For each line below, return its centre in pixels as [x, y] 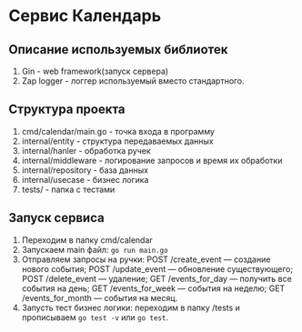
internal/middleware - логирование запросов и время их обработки [152, 160]
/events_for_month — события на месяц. [100, 297]
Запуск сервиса [57, 218]
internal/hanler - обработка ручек [86, 150]
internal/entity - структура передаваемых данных [118, 141]
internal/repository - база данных [85, 170]
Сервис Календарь [85, 16]
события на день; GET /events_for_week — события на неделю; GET [153, 288]
